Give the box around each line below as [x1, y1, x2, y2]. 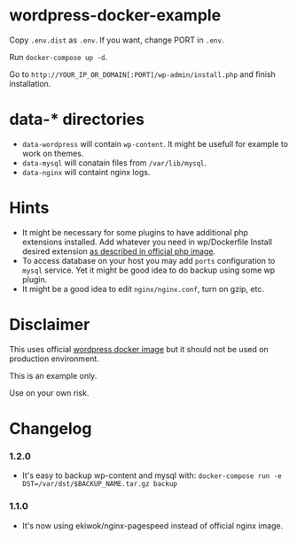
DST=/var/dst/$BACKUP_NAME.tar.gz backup [21, 480, 177, 489]
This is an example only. [9, 370, 98, 381]
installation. [9, 78, 51, 89]
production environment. [9, 353, 99, 364]
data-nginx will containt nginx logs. [21, 166, 151, 177]
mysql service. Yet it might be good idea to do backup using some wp [21, 265, 276, 275]
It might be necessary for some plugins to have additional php [21, 227, 248, 237]
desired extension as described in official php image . [21, 245, 215, 257]
